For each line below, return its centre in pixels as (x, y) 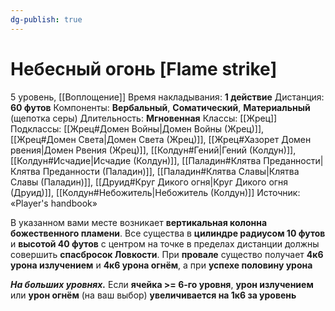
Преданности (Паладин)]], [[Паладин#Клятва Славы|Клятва (171, 171)
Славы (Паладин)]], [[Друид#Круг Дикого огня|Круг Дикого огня (149, 182)
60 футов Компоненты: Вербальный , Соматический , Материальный (160, 107)
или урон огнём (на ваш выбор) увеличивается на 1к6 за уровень (153, 295)
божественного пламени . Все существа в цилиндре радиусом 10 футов (168, 233)
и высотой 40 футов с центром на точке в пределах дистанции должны (165, 243)
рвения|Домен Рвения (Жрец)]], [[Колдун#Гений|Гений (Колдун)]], (153, 150)
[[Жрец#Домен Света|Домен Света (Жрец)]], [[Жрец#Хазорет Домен (161, 139)
